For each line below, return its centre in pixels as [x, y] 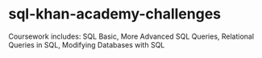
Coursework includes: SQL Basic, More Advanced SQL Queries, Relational [131, 36]
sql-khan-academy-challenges [115, 14]
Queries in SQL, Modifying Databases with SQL [87, 44]
